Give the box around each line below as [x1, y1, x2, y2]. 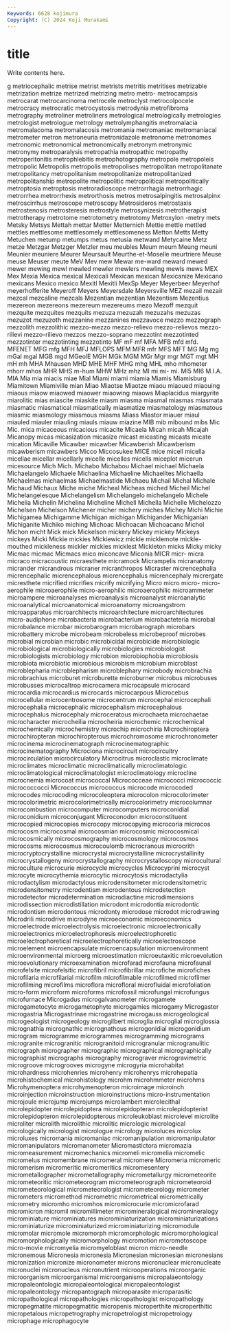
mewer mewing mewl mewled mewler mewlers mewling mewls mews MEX [7, 265, 218, 273]
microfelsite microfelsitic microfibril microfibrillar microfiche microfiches [7, 966, 211, 974]
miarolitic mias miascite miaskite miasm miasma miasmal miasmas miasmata [7, 396, 223, 404]
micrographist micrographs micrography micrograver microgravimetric [7, 1053, 207, 1062]
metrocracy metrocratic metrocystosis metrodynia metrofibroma [7, 104, 189, 112]
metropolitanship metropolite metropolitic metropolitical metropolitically [7, 177, 209, 186]
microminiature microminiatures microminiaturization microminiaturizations [7, 1214, 218, 1223]
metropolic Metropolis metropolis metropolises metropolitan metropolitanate [7, 162, 222, 171]
